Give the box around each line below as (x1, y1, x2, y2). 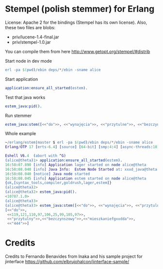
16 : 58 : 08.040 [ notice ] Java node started (5, 171, 90, 176)
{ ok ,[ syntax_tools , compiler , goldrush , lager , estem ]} (5, 181, 112, 185)
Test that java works (5, 94, 46, 100)
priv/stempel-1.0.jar (12, 39, 51, 45)
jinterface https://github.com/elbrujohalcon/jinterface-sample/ (5, 259, 130, 265)
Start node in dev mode (5, 58, 52, 64)
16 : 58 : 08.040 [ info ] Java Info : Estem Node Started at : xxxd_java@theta (5, 167, 158, 172)
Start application (5, 76, 38, 82)
